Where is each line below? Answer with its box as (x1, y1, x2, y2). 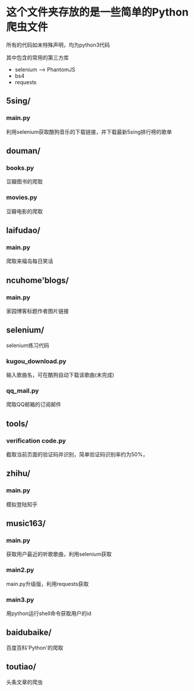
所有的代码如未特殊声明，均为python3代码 (6, 41, 110, 48)
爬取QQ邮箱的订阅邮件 (6, 401, 61, 408)
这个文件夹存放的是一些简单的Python (6, 5, 189, 19)
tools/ (6, 419, 29, 429)
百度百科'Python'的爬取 (6, 644, 64, 651)
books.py (6, 164, 35, 172)
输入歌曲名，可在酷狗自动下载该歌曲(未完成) (6, 371, 115, 379)
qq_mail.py (6, 386, 39, 395)
